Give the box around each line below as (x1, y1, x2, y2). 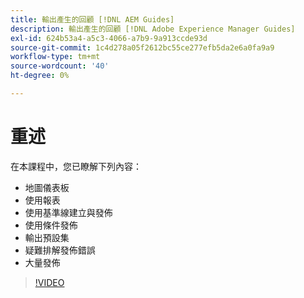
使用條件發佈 (24, 219, 78, 231)
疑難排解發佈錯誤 (24, 244, 96, 256)
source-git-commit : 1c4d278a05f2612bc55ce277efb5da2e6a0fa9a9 (10, 42, 275, 53)
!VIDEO (34, 276, 65, 288)
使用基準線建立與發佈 (24, 206, 113, 218)
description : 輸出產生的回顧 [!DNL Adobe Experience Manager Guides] (10, 24, 296, 34)
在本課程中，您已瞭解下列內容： (10, 160, 142, 172)
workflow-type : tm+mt (10, 52, 101, 62)
